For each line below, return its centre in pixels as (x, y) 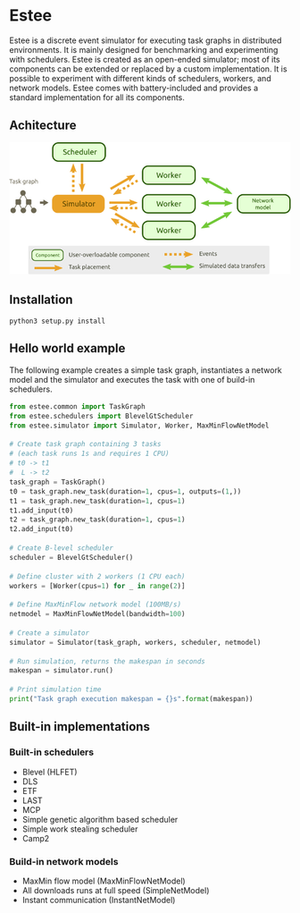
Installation (41, 299)
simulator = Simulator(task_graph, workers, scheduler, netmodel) (135, 642)
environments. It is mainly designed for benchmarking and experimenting (144, 49)
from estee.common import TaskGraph (77, 406)
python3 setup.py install (57, 321)
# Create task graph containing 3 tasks (86, 444)
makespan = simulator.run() (62, 671)
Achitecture (43, 126)
